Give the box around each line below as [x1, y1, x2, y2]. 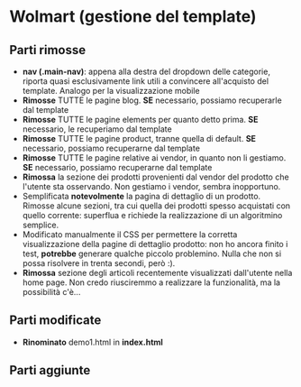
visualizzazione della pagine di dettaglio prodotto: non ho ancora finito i [22, 239, 288, 249]
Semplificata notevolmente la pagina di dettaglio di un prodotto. [22, 191, 261, 201]
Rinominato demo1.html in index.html [22, 336, 164, 347]
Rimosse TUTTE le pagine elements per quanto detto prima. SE [22, 115, 259, 124]
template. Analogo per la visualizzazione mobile [22, 86, 200, 96]
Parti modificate [9, 313, 102, 328]
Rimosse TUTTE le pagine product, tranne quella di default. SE [22, 134, 257, 143]
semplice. [22, 219, 59, 230]
